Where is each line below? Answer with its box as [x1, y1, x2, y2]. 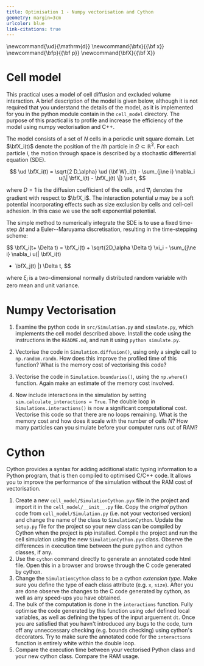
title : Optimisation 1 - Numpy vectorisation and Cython [6, 9, 154, 15]
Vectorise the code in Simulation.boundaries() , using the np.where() [15, 373, 188, 381]
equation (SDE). [6, 156, 46, 163]
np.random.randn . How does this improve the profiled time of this [15, 355, 177, 362]
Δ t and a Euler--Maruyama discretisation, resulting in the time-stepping [18, 225, 198, 233]
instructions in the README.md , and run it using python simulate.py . [15, 337, 181, 344]
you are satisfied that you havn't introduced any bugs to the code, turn [15, 620, 193, 628]
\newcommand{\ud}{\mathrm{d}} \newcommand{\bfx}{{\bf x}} [6, 43, 164, 50]
